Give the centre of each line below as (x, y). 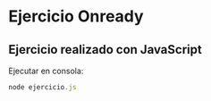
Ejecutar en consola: (46, 71)
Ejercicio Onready (76, 17)
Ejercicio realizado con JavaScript (105, 50)
